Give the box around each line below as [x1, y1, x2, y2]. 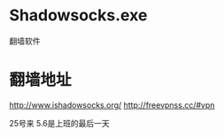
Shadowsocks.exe [9, 5, 148, 26]
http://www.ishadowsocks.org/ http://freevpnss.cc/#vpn [9, 99, 215, 110]
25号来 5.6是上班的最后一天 [9, 118, 111, 128]
